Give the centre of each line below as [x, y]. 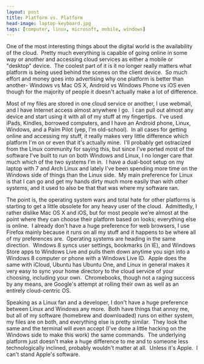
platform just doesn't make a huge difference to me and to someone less [97, 341]
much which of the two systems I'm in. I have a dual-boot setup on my [95, 162]
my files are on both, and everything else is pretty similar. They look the [97, 322]
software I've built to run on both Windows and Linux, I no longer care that [100, 156]
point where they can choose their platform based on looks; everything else [101, 219]
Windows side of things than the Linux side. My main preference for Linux [100, 175]
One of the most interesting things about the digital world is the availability [100, 46]
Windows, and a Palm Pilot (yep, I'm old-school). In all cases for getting [97, 129]
